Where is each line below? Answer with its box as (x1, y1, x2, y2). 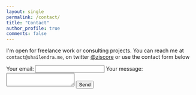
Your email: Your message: (6, 65, 143, 72)
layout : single (6, 8, 44, 15)
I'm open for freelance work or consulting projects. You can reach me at (6, 47, 184, 54)
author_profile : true (6, 25, 61, 31)
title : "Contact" (6, 20, 50, 26)
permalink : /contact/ (6, 14, 61, 20)
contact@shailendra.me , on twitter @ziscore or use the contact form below (6, 53, 190, 61)
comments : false (6, 31, 47, 37)
